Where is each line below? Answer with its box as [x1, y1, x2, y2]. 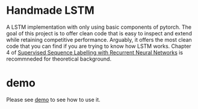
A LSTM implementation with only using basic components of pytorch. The [6, 23, 191, 31]
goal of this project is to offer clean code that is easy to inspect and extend [6, 29, 193, 37]
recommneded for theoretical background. [6, 55, 112, 62]
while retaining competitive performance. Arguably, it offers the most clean [6, 36, 193, 43]
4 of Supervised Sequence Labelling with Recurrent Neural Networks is [6, 49, 184, 56]
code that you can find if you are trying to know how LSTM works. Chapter [6, 43, 191, 50]
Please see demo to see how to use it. [6, 96, 101, 103]
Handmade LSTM [6, 4, 94, 17]
